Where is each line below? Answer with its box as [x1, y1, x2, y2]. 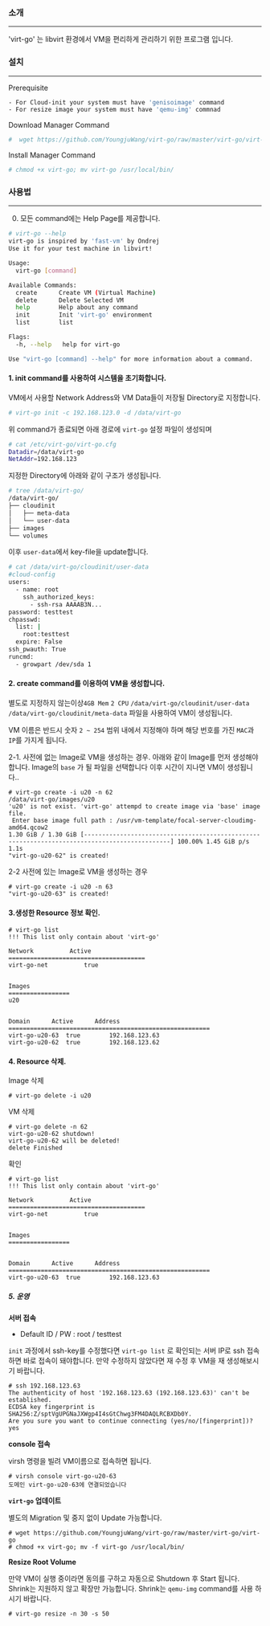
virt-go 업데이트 [8, 1496, 62, 1505]
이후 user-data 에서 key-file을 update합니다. [8, 547, 149, 557]
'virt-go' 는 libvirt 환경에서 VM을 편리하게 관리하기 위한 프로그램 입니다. [8, 35, 234, 44]
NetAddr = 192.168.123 [8, 456, 78, 464]
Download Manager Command [8, 121, 110, 130]
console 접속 [8, 1440, 51, 1449]
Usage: [8, 259, 31, 268]
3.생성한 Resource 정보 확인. [8, 908, 100, 917]
